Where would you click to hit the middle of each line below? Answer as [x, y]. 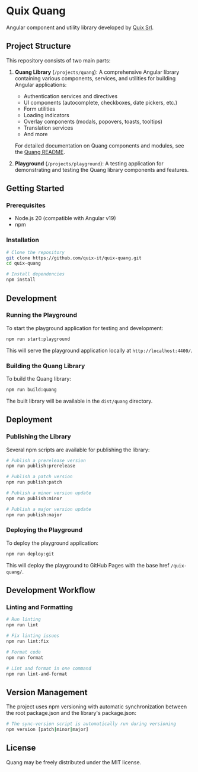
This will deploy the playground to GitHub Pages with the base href [88, 565]
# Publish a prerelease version [46, 460]
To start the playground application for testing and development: [85, 328]
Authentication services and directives [71, 96]
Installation [23, 240]
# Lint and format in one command [49, 668]
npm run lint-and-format [37, 674]
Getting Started [35, 189]
